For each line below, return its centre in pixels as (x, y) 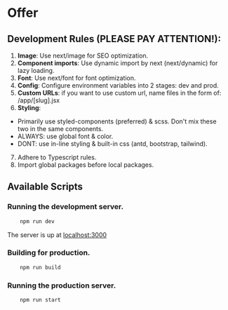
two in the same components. (60, 129)
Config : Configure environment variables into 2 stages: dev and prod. (118, 85)
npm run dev (37, 221)
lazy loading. (36, 70)
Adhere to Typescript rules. (57, 157)
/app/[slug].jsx (39, 100)
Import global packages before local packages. (86, 165)
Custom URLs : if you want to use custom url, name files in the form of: (119, 93)
